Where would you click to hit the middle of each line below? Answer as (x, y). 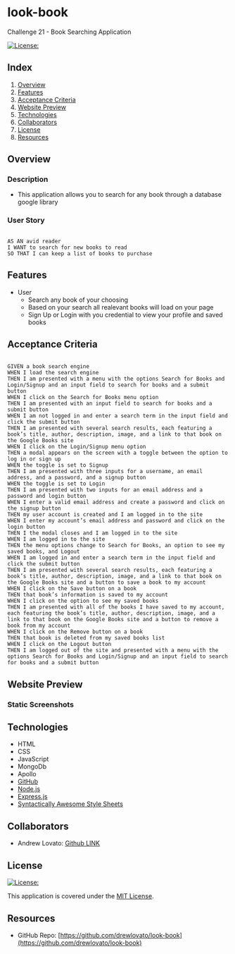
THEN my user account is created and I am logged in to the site (105, 515)
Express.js (32, 797)
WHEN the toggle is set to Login (56, 484)
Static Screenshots (40, 704)
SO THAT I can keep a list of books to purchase (80, 253)
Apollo (27, 774)
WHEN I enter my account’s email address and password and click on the (116, 521)
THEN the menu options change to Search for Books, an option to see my (116, 546)
